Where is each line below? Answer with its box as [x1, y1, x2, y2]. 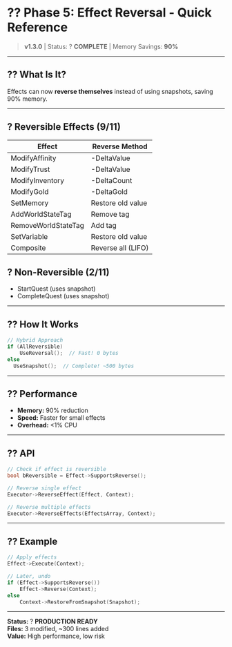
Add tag [90, 220, 117, 230]
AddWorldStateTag [10, 209, 72, 219]
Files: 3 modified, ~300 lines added [7, 625, 109, 633]
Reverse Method [92, 142, 148, 151]
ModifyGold [10, 186, 49, 196]
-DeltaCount [90, 175, 133, 185]
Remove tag [90, 209, 130, 219]
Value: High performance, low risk [7, 632, 106, 640]
